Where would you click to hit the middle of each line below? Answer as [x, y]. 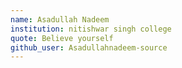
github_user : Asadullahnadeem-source [89, 47]
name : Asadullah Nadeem [60, 19]
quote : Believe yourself [62, 38]
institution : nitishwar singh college [91, 29]
